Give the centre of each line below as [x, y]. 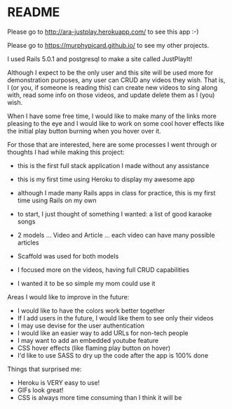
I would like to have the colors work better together [91, 311]
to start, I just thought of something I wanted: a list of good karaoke [115, 214]
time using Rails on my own [57, 200]
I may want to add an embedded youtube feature [88, 340]
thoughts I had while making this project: [66, 152]
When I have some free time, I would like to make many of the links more [112, 116]
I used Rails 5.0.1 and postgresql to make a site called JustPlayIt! [100, 59]
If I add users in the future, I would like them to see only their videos [115, 318]
